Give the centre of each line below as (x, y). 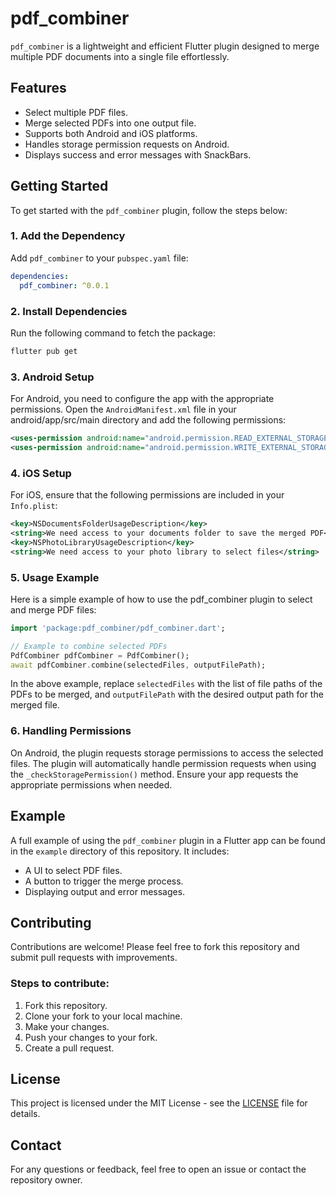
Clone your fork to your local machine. (103, 1016)
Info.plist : (34, 506)
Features (38, 88)
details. (25, 1114)
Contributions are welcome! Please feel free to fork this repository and (155, 947)
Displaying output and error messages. (105, 891)
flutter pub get (44, 351)
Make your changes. (67, 1026)
